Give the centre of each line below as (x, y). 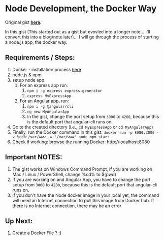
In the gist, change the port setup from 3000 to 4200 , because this (93, 117)
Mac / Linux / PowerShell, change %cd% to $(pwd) (64, 174)
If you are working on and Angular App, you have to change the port (81, 180)
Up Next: (19, 221)
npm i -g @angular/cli (50, 106)
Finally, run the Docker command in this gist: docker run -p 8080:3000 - (85, 132)
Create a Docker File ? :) (37, 233)
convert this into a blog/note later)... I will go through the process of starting (82, 37)
